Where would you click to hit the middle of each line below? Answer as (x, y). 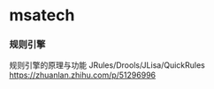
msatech (42, 15)
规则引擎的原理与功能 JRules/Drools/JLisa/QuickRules (107, 65)
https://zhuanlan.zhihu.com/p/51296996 (83, 75)
